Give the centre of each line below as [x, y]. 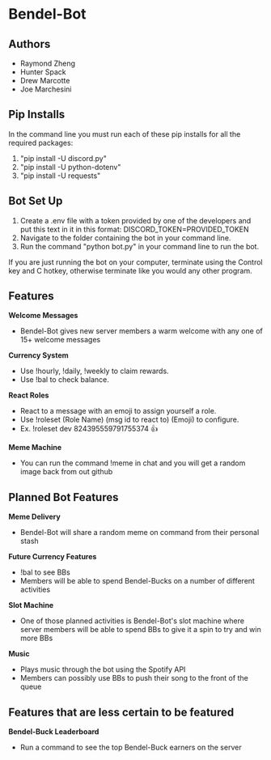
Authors [30, 44]
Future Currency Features [53, 557]
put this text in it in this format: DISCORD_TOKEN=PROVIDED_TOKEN [134, 229]
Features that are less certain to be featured [121, 712]
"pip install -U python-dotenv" [70, 167]
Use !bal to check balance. [64, 380]
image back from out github [66, 472]
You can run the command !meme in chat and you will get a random [133, 463]
